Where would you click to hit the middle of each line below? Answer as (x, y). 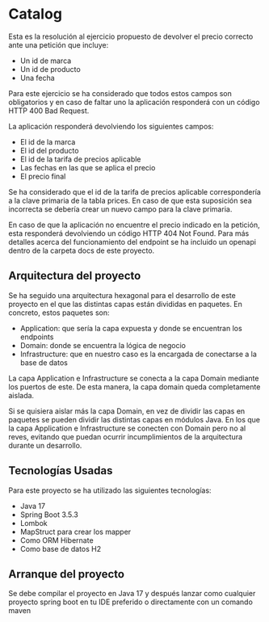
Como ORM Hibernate (57, 540)
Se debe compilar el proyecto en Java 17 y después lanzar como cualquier (132, 594)
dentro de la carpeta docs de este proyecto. (82, 250)
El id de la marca (48, 141)
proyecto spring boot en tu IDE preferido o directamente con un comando (130, 602)
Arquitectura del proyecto (75, 276)
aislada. (21, 395)
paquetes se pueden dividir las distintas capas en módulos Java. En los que (134, 419)
